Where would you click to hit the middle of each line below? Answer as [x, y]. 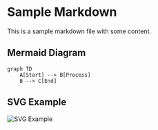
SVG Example [37, 102]
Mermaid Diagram [47, 53]
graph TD [20, 69]
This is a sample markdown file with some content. [79, 31]
